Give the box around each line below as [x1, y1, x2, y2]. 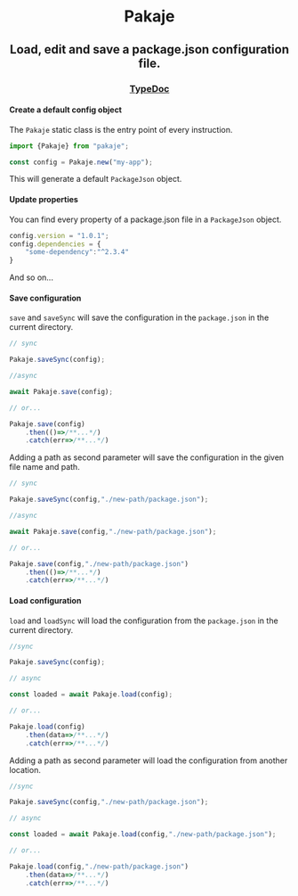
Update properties [9, 194, 78, 205]
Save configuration [9, 292, 82, 303]
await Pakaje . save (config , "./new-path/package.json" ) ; [9, 527, 217, 536]
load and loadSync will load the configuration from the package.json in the [9, 615, 278, 626]
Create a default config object [9, 104, 123, 115]
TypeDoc [129, 82, 170, 95]
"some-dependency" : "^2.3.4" [25, 248, 129, 257]
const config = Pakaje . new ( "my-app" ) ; [9, 158, 153, 167]
